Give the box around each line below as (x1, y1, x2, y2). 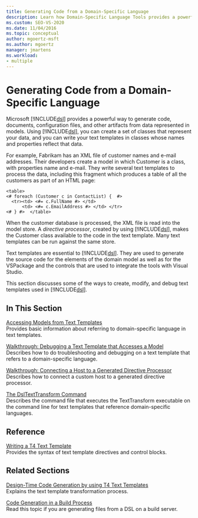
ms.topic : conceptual (6, 31, 60, 37)
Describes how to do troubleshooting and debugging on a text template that (6, 349, 190, 356)
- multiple (6, 58, 33, 64)
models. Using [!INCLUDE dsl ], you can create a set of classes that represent (6, 128, 192, 135)
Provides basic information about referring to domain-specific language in (6, 325, 186, 332)
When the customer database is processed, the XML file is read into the (6, 219, 180, 227)
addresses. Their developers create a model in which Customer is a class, (6, 158, 186, 165)
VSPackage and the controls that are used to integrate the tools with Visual (6, 262, 189, 269)
